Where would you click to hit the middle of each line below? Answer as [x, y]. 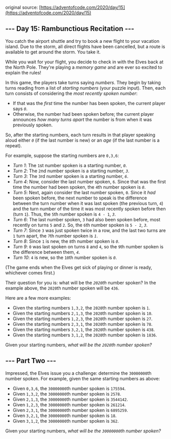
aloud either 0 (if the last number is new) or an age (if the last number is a [82, 140]
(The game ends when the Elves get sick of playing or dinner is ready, [79, 267]
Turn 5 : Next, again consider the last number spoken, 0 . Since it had [84, 192]
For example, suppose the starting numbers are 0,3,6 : [62, 156]
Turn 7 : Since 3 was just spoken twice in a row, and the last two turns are [89, 230]
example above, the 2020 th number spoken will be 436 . [62, 288]
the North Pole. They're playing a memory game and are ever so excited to [84, 67]
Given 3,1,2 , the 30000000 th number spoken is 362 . [66, 421]
